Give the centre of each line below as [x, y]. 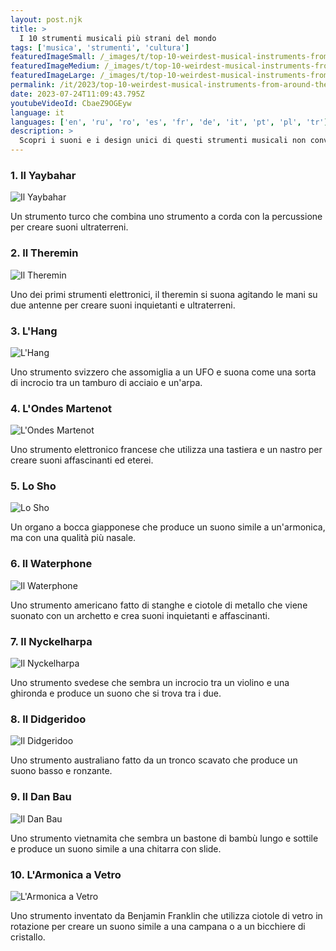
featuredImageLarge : [53, 76]
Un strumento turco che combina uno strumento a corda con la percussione [166, 217]
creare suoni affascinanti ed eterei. [82, 460]
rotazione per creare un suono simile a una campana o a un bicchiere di [158, 926]
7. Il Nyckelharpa [51, 641]
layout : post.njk [46, 19]
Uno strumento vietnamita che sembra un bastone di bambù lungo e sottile [164, 838]
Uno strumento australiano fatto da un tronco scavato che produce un [154, 760]
